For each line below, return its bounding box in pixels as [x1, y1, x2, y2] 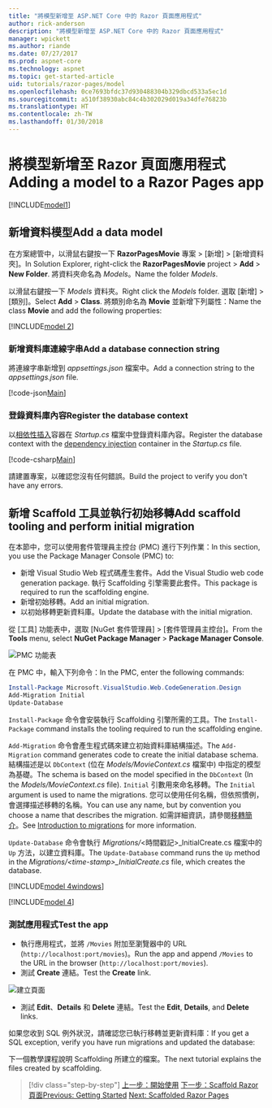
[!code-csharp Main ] [8, 454, 76, 464]
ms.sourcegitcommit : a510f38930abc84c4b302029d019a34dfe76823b [8, 95, 227, 103]
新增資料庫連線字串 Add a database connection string [8, 343, 220, 354]
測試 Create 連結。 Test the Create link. [19, 967, 152, 977]
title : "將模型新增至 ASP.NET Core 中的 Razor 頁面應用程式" [8, 11, 203, 20]
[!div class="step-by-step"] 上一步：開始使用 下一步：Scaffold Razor [28, 1080, 259, 1089]
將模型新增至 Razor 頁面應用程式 [8, 155, 226, 174]
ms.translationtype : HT [8, 102, 89, 111]
